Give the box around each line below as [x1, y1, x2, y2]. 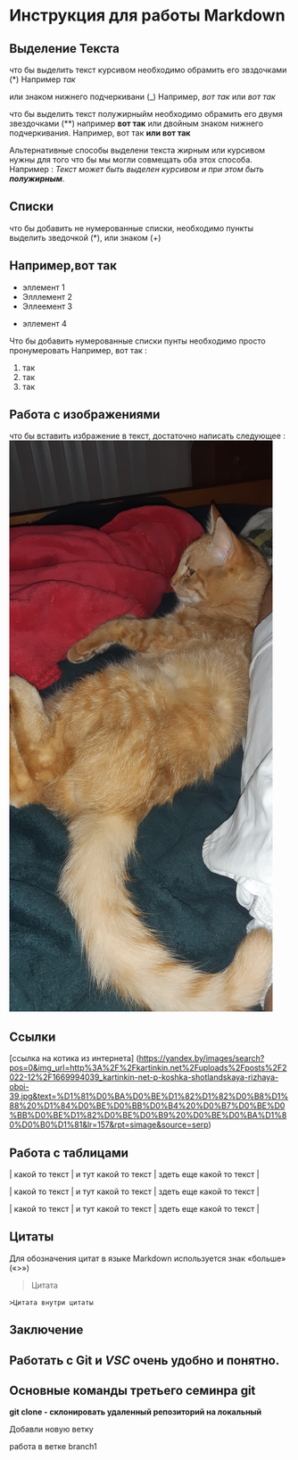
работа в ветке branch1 [9, 1441, 98, 1452]
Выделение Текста [9, 41, 120, 56]
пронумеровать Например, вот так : [9, 344, 147, 355]
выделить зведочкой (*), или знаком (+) [9, 232, 161, 243]
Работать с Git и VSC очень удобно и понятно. [9, 1353, 280, 1368]
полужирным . [9, 173, 65, 184]
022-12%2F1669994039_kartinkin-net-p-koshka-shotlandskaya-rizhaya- [9, 1072, 279, 1083]
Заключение [9, 1323, 84, 1338]
